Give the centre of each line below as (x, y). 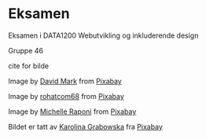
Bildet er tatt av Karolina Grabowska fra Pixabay (86, 126)
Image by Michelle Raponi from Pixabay (72, 112)
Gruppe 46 (26, 50)
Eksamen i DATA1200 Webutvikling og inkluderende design (103, 35)
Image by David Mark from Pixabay (65, 81)
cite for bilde (29, 66)
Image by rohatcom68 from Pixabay (66, 96)
